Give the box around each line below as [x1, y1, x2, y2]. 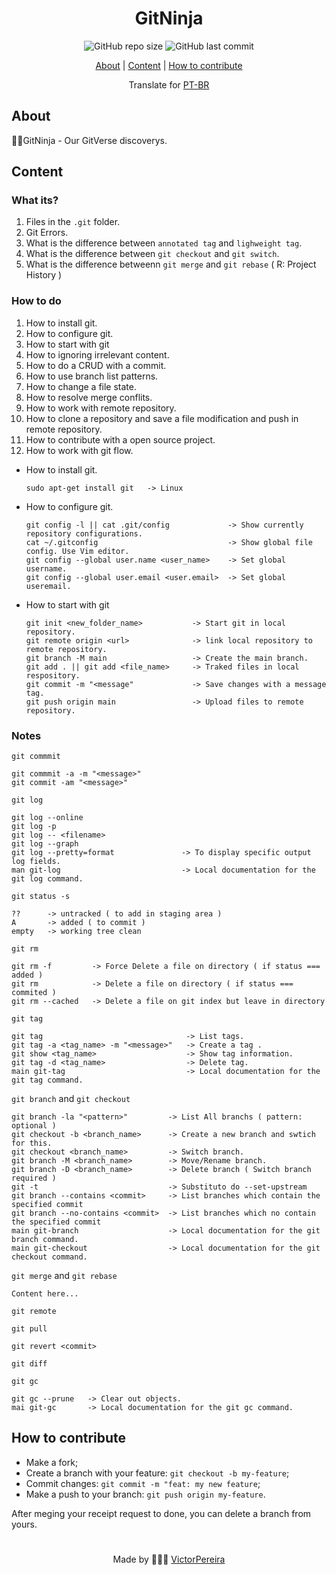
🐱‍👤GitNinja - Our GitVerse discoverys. [11, 134, 168, 146]
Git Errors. [25, 227, 69, 239]
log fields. [11, 857, 61, 867]
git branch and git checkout [11, 1093, 131, 1105]
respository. [25, 670, 81, 681]
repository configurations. [25, 528, 143, 539]
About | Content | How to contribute [95, 59, 243, 71]
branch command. [11, 1235, 79, 1245]
